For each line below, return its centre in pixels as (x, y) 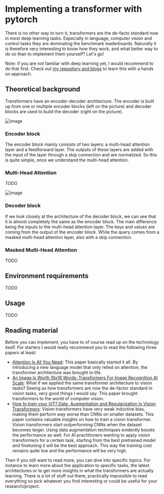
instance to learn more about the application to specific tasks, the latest (77, 466)
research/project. (23, 486)
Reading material (32, 330)
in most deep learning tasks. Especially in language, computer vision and (79, 38)
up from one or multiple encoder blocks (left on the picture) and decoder (78, 106)
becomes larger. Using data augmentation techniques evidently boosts (83, 430)
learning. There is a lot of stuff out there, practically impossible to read (76, 476)
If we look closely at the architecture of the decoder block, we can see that (81, 216)
